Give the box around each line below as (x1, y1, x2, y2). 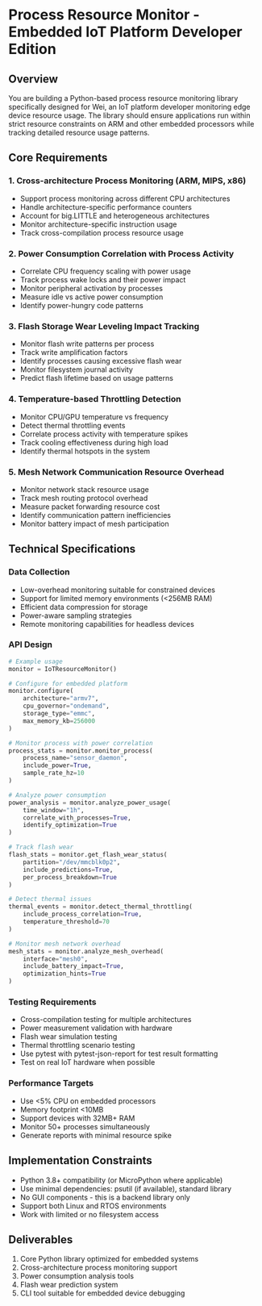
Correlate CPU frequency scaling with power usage (19, 266, 191, 276)
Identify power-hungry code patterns (19, 300, 143, 310)
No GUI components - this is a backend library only (19, 1192, 191, 1202)
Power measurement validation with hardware (19, 1023, 173, 1033)
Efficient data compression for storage (19, 602, 148, 611)
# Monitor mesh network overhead (8, 940, 121, 948)
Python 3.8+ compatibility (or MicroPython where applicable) (19, 1175, 223, 1185)
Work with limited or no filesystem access (19, 1209, 160, 1219)
